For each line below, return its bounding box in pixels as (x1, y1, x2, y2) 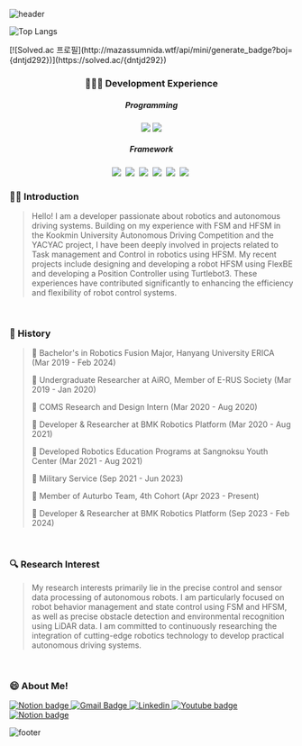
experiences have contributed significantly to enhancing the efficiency (31, 277, 294, 288)
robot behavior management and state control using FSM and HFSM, (31, 601, 288, 612)
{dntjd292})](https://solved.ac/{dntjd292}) (9, 55, 167, 65)
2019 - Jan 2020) (31, 384, 96, 396)
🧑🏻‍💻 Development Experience (84, 77, 219, 89)
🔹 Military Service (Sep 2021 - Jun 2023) (31, 473, 184, 484)
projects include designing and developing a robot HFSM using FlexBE (31, 259, 293, 269)
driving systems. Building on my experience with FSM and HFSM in (31, 221, 281, 232)
